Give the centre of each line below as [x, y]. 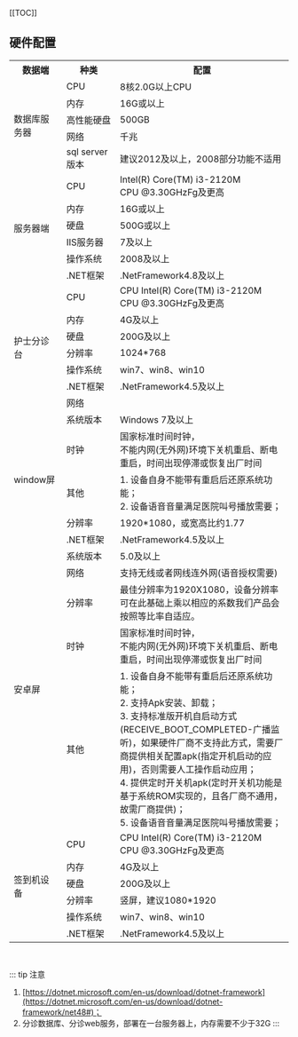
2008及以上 [145, 258]
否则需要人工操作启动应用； [199, 769]
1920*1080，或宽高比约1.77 [182, 523]
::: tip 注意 [27, 974]
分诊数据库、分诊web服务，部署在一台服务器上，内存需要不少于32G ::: [151, 1023]
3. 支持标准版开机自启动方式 [178, 716]
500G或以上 [145, 226]
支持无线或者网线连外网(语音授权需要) [199, 573]
